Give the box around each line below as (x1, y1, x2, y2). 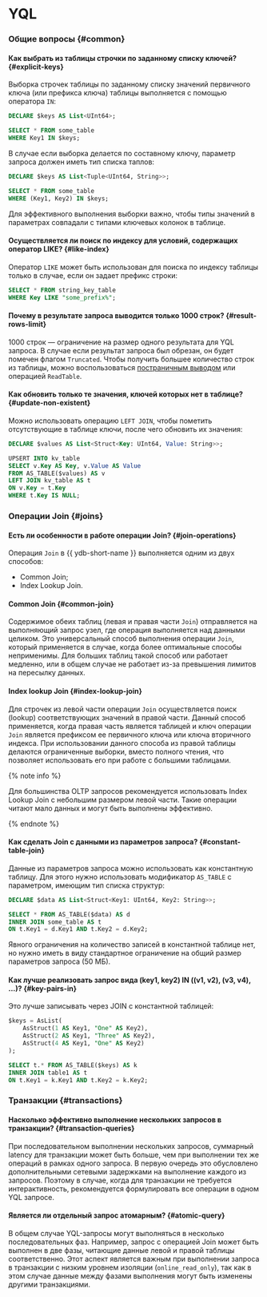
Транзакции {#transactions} (8, 1095, 123, 1106)
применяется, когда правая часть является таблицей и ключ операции (8, 721, 252, 731)
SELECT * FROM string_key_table (8, 286, 116, 294)
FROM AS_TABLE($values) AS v (8, 469, 106, 477)
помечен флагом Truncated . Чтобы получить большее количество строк (8, 354, 255, 364)
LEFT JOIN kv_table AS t (8, 477, 91, 485)
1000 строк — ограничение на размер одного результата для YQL (8, 337, 234, 347)
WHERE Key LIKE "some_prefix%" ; (8, 293, 116, 301)
